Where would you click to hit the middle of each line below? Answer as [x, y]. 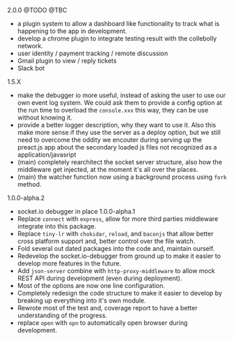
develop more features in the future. [69, 263]
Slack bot [31, 68]
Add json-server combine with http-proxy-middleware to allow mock [116, 271]
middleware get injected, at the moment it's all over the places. [108, 169]
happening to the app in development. [72, 31]
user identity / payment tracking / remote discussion [93, 53]
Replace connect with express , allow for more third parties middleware [118, 219]
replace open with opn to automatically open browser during [102, 323]
